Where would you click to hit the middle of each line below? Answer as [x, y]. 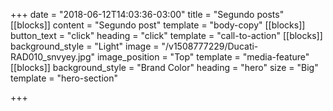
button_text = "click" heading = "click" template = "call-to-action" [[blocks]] [166, 35]
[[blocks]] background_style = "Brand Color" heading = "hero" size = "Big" [164, 67]
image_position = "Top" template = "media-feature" [203, 57]
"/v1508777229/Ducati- [210, 46]
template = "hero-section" [64, 78]
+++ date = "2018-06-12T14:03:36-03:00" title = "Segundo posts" [147, 14]
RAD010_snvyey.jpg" [53, 57]
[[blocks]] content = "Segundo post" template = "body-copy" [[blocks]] [158, 25]
